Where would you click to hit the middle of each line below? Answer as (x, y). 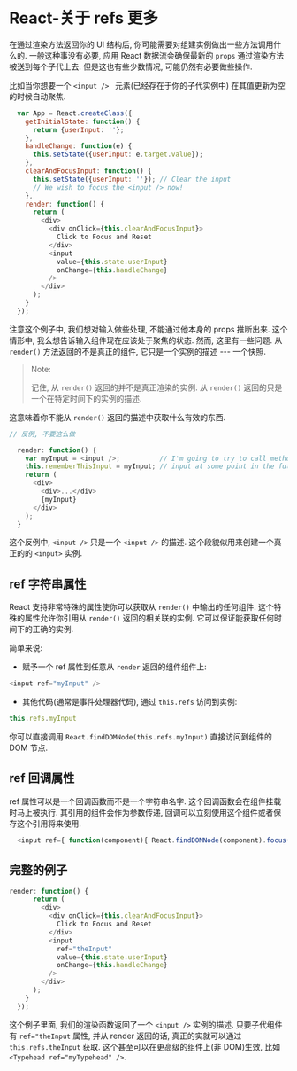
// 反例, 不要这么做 (42, 434)
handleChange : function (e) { (79, 146)
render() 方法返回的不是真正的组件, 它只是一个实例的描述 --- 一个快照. (138, 351)
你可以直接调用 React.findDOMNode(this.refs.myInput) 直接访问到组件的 (141, 736)
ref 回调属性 (42, 778)
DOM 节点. (29, 747)
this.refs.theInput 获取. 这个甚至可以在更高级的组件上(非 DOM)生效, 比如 (145, 1046)
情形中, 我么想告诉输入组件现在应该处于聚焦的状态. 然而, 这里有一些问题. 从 (146, 340)
